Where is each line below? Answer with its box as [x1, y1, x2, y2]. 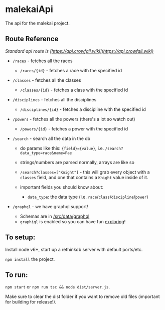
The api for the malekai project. [5, 20, 70, 26]
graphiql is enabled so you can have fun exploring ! [20, 218, 126, 224]
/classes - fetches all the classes [12, 77, 81, 83]
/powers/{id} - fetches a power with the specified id [20, 125, 128, 131]
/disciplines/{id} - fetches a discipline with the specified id [20, 106, 146, 112]
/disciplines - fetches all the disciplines [12, 96, 97, 102]
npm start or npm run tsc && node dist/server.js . [5, 284, 110, 290]
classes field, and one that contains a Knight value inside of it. [20, 174, 148, 180]
